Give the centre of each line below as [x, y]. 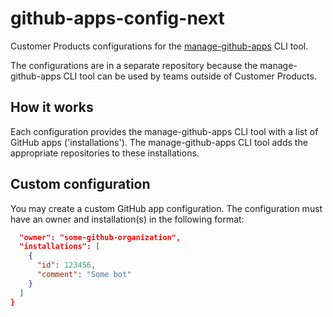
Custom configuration [80, 184]
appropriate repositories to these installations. [105, 153]
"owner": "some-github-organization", [100, 237]
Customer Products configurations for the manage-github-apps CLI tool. [159, 46]
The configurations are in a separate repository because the [134, 65]
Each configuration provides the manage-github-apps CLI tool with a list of [164, 131]
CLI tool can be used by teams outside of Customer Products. [190, 76]
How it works [52, 107]
